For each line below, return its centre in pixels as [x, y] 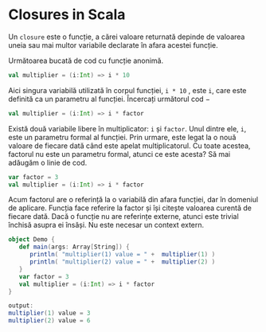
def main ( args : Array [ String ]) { [74, 247]
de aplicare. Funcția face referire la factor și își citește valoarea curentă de [130, 208]
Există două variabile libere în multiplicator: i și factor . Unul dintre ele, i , [127, 128]
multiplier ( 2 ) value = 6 [49, 321]
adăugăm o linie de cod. [48, 162]
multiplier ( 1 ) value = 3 [49, 313]
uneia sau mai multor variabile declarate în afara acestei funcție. [113, 45]
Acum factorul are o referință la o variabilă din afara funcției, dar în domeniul [133, 200]
